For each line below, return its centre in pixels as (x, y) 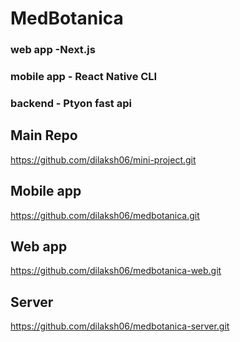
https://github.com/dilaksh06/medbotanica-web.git (116, 271)
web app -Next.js (53, 50)
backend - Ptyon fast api (71, 103)
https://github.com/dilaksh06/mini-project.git (103, 159)
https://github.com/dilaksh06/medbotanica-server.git (120, 326)
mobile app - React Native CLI (84, 77)
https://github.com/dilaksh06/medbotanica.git (105, 215)
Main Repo (44, 135)
